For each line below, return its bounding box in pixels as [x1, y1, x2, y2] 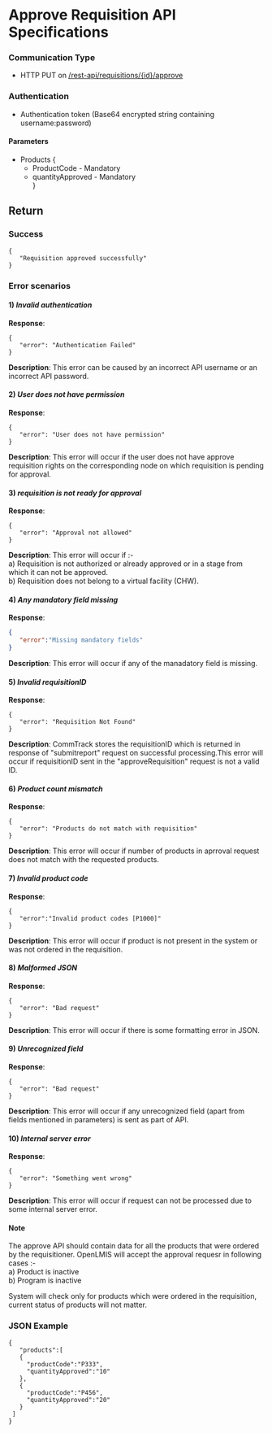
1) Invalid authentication [8, 300, 93, 310]
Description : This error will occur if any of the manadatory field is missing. [8, 659, 258, 669]
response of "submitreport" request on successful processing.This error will [8, 748, 264, 758]
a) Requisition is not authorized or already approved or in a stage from [8, 559, 244, 568]
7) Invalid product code [8, 873, 89, 883]
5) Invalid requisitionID [8, 677, 87, 686]
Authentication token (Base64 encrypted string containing [19, 109, 215, 119]
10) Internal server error [8, 1133, 91, 1143]
